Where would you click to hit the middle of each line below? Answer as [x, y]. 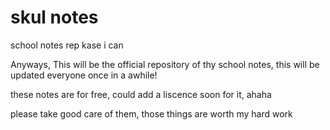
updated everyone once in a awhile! [84, 75]
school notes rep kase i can [67, 45]
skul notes [54, 17]
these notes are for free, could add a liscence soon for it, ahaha [141, 94]
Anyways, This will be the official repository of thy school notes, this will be [165, 64]
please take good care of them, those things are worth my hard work [151, 113]
